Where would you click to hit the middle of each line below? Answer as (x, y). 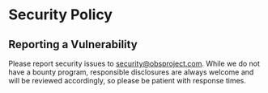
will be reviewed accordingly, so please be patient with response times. (128, 81)
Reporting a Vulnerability (73, 44)
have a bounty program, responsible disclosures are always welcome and (131, 72)
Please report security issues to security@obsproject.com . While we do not (134, 63)
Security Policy (61, 15)
